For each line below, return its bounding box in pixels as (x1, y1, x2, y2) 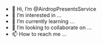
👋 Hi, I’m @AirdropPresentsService (11, 6, 97, 12)
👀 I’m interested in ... (11, 12, 62, 19)
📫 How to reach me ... (11, 31, 67, 37)
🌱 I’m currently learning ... (11, 18, 75, 24)
